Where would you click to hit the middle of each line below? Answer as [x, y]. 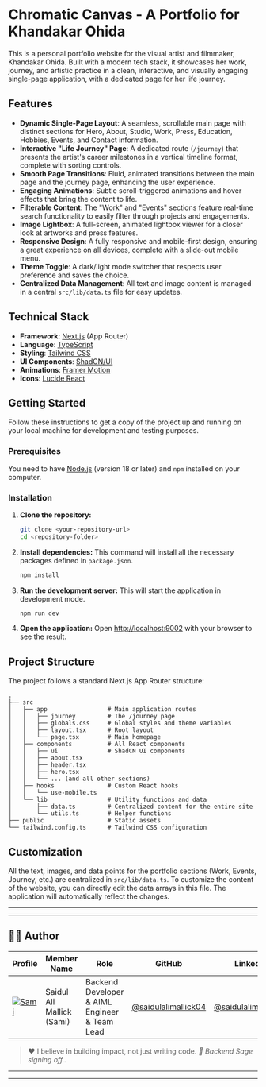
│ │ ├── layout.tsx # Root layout [81, 730]
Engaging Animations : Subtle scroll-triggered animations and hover [131, 190]
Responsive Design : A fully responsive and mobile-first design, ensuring [139, 241]
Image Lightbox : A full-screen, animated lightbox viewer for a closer [131, 224]
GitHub [169, 963]
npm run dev [39, 613]
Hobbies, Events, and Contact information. [89, 140]
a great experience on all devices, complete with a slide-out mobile [129, 250]
